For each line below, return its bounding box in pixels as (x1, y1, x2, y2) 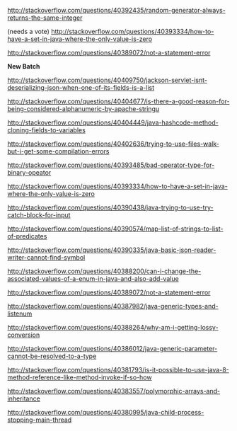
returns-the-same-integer (7, 13, 83, 22)
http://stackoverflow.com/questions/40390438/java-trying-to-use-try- (7, 203, 214, 212)
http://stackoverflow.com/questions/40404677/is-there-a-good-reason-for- (7, 97, 230, 105)
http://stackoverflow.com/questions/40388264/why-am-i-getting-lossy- (7, 323, 219, 331)
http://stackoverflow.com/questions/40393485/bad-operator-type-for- (7, 161, 215, 169)
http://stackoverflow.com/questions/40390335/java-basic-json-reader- (7, 246, 216, 254)
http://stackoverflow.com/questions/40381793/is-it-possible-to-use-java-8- (7, 366, 230, 374)
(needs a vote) (7, 28, 50, 35)
